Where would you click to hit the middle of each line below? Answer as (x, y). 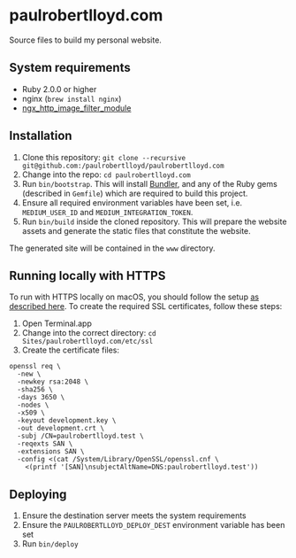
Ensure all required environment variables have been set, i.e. (132, 202)
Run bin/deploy (50, 544)
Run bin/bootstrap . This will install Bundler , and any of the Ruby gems (150, 183)
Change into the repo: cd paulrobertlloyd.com (106, 174)
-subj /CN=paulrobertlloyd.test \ (80, 436)
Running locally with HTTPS (87, 275)
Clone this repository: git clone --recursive (104, 157)
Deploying (38, 494)
